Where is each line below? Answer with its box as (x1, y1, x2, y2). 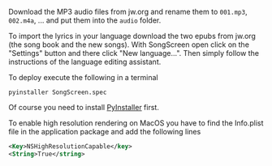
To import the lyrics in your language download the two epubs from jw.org (8, 32, 256, 40)
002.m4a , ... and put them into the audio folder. (8, 15, 162, 25)
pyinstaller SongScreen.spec (8, 88, 107, 96)
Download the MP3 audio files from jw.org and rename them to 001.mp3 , (8, 7, 248, 16)
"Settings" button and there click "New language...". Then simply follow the (8, 49, 260, 57)
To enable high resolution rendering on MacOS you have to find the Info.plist (8, 118, 264, 128)
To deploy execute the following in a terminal (8, 73, 158, 82)
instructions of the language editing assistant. (8, 57, 162, 66)
